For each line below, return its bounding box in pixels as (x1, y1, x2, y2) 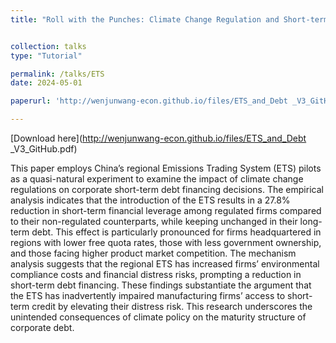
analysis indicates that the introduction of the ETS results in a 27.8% (10, 194, 291, 206)
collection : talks (10, 41, 87, 51)
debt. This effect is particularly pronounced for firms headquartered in (31, 226, 322, 238)
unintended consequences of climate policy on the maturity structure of (10, 311, 307, 323)
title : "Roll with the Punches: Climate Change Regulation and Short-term (10, 14, 329, 25)
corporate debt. (10, 322, 75, 333)
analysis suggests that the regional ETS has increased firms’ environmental (10, 258, 320, 270)
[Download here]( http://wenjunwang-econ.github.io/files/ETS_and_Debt (10, 132, 307, 144)
